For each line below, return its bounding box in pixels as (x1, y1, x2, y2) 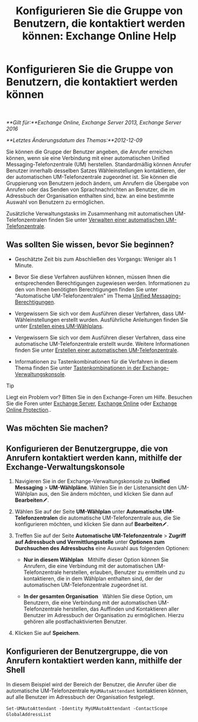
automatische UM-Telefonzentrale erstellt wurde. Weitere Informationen (14, 340, 190, 347)
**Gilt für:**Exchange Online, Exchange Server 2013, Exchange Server (6, 118, 181, 126)
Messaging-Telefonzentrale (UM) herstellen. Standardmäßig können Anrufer (6, 161, 191, 168)
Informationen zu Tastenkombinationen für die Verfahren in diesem (14, 358, 178, 365)
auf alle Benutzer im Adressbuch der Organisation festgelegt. (6, 693, 155, 700)
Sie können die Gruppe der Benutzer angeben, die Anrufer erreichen (6, 148, 173, 155)
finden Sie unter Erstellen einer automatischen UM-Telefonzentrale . (14, 346, 179, 354)
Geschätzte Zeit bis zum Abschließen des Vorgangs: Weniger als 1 (14, 255, 176, 262)
